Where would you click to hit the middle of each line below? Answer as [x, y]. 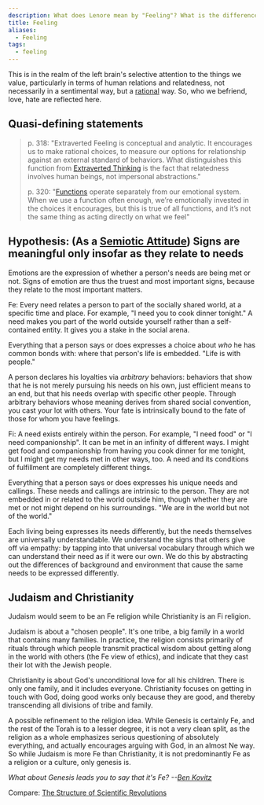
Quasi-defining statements [76, 124]
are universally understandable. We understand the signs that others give [127, 539]
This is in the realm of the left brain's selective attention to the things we [125, 74]
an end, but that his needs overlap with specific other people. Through [122, 393]
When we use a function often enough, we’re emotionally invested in [138, 200]
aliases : [22, 30]
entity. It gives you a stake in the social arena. [116, 329]
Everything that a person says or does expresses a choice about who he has [132, 345]
